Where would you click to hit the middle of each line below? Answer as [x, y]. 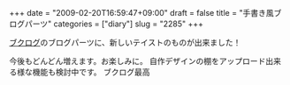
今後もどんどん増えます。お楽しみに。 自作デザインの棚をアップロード [137, 61]
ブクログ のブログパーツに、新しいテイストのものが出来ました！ [125, 42]
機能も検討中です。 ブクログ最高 [91, 72]
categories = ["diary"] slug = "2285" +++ [129, 24]
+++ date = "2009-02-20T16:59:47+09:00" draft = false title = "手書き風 [141, 13]
